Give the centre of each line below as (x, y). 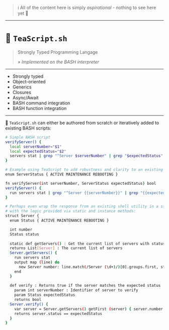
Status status (24, 234)
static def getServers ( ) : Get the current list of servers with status (88, 244)
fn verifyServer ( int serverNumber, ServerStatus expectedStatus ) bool (81, 183)
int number (21, 230)
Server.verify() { (29, 304)
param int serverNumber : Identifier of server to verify (76, 290)
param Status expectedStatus (45, 295)
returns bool (28, 300)
